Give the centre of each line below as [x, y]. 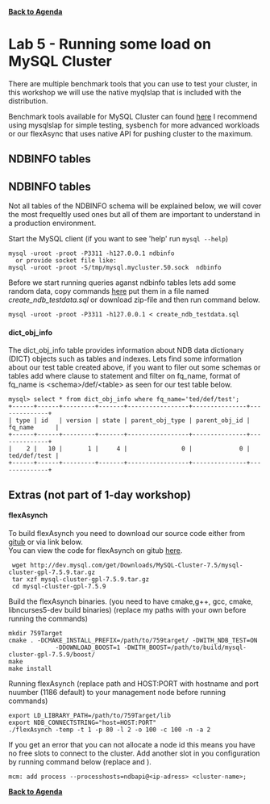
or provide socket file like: [66, 261]
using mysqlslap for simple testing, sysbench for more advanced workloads [134, 125]
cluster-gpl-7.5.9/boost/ [52, 654]
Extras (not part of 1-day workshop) [100, 494]
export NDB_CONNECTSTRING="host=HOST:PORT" [83, 722]
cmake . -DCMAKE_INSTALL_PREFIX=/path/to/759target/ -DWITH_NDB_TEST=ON [133, 640]
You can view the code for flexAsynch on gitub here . [96, 550]
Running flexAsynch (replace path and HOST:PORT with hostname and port [134, 683]
